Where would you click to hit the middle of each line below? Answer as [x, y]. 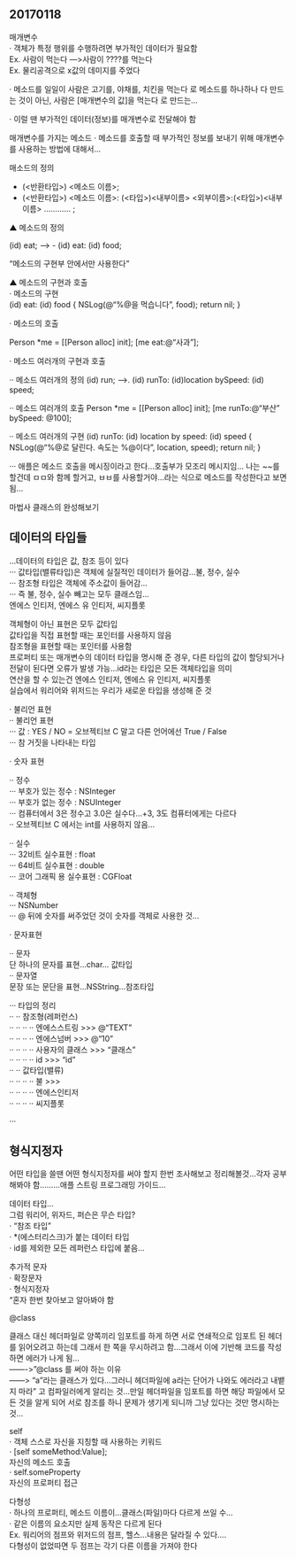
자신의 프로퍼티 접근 [43, 1483]
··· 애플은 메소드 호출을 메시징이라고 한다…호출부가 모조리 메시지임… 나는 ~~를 [144, 466]
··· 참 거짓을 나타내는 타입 [53, 742]
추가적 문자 [28, 1267]
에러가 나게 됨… [52, 1358]
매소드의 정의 [32, 167]
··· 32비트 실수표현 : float [52, 854]
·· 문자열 [23, 975]
